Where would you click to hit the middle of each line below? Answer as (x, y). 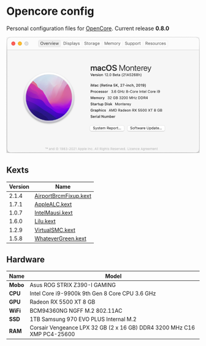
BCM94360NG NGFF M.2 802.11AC (76, 310)
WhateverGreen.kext (61, 238)
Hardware (25, 259)
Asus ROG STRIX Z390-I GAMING (73, 285)
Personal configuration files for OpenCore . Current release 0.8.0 (88, 28)
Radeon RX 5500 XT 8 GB (63, 302)
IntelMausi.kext (54, 213)
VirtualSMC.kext (55, 230)
